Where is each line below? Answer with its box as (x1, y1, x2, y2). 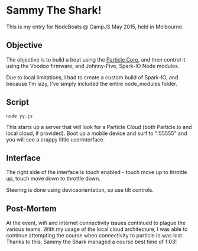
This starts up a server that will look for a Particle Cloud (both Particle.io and (6, 123, 192, 130)
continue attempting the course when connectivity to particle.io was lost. (6, 232, 184, 239)
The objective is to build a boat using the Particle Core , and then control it (6, 56, 186, 63)
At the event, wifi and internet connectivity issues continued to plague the (6, 220, 186, 227)
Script (6, 97, 30, 107)
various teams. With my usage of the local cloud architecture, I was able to (6, 226, 188, 233)
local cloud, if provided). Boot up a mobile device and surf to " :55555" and (6, 130, 187, 137)
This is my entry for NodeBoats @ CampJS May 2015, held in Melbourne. (6, 23, 184, 30)
